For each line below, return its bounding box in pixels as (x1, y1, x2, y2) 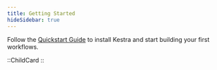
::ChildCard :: (7, 56, 45, 64)
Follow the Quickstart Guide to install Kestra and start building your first (7, 35, 210, 43)
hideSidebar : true (7, 16, 60, 23)
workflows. (7, 43, 39, 51)
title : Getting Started (7, 10, 76, 17)
